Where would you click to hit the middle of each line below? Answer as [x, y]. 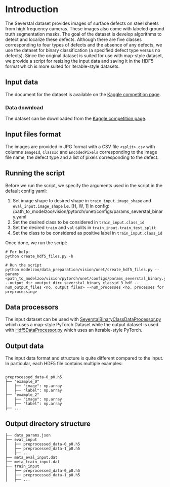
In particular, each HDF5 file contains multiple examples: [64, 364]
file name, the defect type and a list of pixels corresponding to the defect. [82, 157]
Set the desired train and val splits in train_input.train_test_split [84, 227]
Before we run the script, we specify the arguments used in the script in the [84, 185]
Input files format [33, 134]
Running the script [35, 173]
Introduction [32, 9]
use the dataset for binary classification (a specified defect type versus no [83, 50]
